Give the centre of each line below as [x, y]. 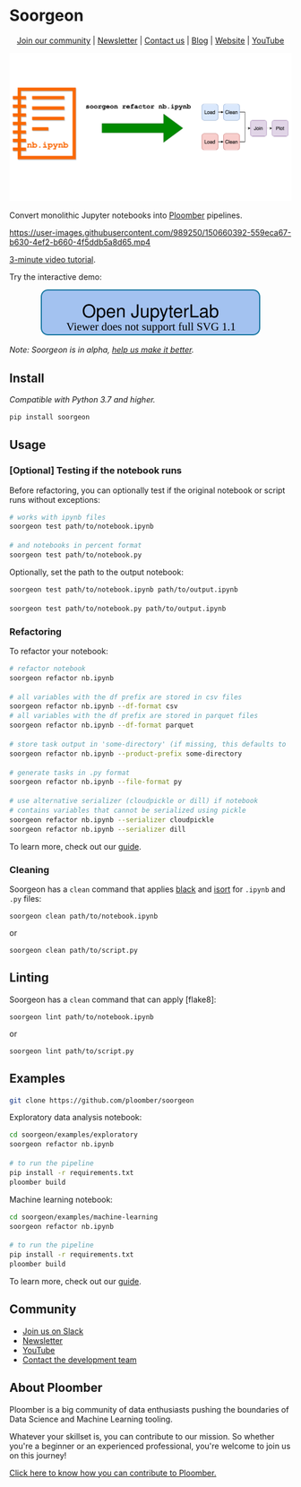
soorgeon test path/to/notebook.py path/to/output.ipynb [118, 609]
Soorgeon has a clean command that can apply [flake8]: [113, 999]
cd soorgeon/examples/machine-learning [84, 1217]
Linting [29, 978]
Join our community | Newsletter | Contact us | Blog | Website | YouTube [150, 40]
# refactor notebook [48, 669]
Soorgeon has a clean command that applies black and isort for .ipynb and [147, 889]
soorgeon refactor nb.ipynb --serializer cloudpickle [112, 820]
